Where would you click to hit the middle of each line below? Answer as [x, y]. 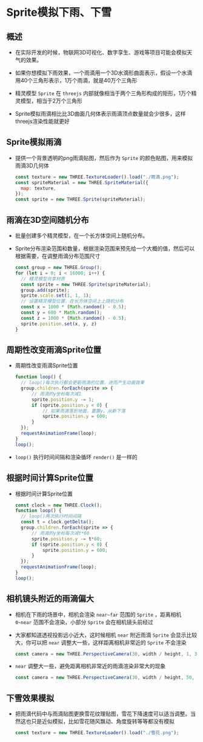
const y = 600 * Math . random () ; [62, 313]
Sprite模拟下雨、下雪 [59, 12]
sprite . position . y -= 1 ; [63, 399]
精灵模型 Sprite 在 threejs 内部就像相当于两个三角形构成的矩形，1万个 [103, 93]
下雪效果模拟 [30, 698]
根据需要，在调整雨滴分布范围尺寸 [58, 256]
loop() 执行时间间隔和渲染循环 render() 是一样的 [76, 457]
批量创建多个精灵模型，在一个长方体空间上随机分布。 [82, 236]
